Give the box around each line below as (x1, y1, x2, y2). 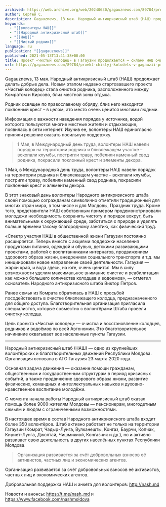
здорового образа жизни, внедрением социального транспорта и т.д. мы (5, 254, 161, 260)
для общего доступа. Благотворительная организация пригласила (5, 300, 146, 306)
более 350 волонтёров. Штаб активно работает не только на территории (5, 421, 160, 427)
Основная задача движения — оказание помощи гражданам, (5, 365, 135, 371)
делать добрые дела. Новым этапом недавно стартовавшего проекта (5, 81, 153, 87)
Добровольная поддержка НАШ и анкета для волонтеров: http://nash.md (5, 481, 160, 487)
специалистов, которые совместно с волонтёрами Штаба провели (5, 306, 147, 312)
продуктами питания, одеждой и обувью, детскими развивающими (5, 244, 148, 250)
